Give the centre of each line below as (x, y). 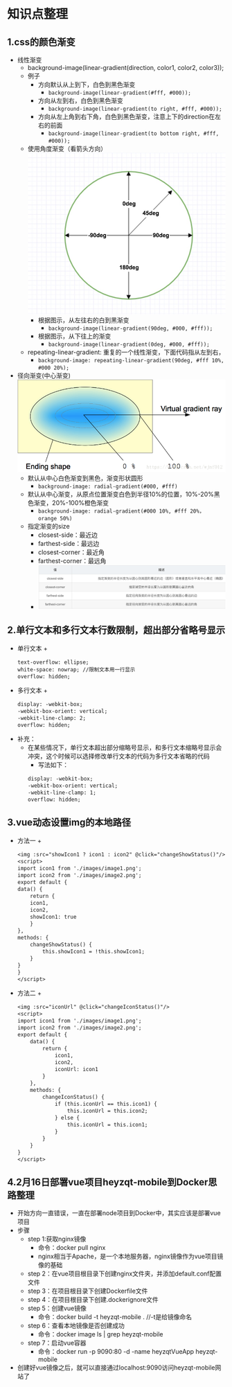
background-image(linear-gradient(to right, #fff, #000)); (135, 109)
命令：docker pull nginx (72, 1248)
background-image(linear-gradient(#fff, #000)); (120, 93)
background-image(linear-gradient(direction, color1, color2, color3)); (125, 68)
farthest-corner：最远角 (72, 561)
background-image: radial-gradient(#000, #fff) (108, 487)
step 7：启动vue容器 (57, 1343)
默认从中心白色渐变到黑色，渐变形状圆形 (85, 478)
